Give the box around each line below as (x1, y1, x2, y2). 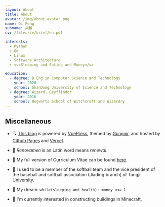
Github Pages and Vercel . (12, 138, 64, 144)
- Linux (9, 53, 26, 58)
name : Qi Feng (5, 21, 35, 26)
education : (5, 71, 28, 76)
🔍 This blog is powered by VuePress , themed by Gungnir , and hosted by (12, 131, 161, 137)
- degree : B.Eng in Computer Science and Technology (9, 76, 121, 81)
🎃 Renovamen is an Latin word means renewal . (12, 147, 108, 154)
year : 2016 (14, 94, 37, 99)
